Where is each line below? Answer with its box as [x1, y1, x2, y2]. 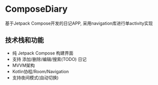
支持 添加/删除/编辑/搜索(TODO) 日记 [12, 56, 87, 62]
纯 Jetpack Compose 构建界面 [12, 50, 74, 56]
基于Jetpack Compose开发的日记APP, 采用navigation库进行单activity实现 [5, 20, 153, 26]
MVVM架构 [12, 62, 35, 68]
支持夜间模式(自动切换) [12, 75, 59, 81]
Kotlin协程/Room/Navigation [12, 68, 69, 74]
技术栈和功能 [5, 36, 44, 45]
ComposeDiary [5, 3, 68, 15]
